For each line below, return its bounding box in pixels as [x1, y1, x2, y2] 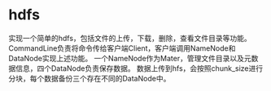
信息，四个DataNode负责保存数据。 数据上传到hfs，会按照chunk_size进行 [15, 63, 263, 73]
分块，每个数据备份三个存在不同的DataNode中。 [8, 73, 171, 83]
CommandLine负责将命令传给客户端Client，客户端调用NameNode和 [8, 43, 236, 53]
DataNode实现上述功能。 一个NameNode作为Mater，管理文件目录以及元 [8, 53, 251, 63]
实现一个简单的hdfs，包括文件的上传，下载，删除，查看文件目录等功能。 [8, 33, 252, 43]
